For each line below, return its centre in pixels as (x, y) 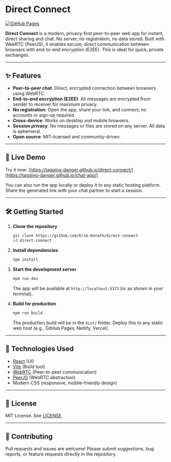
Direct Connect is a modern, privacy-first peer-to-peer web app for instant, (84, 33)
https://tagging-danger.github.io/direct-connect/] (82, 169)
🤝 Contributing (29, 436)
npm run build (27, 313)
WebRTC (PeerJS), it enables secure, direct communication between (77, 44)
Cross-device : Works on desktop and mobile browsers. (71, 120)
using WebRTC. (29, 93)
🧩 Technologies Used (39, 349)
